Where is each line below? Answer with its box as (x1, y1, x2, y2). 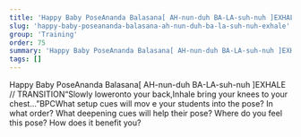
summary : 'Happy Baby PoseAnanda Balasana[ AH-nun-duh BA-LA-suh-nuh (9, 47, 275, 56)
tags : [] (9, 55, 42, 64)
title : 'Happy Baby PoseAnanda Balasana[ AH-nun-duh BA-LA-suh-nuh (9, 13, 267, 22)
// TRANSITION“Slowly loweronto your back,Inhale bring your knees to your (9, 89, 288, 99)
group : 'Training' (9, 30, 78, 39)
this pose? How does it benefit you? (9, 117, 142, 128)
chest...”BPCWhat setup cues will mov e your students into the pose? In (9, 98, 273, 108)
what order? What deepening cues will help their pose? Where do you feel (9, 108, 283, 118)
